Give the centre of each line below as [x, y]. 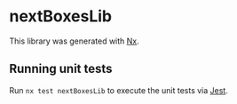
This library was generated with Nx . [74, 41]
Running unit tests [61, 69]
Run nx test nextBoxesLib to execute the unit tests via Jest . [118, 90]
